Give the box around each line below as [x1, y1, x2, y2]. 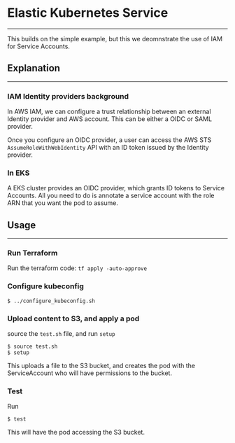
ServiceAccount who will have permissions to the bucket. [7, 369, 173, 377]
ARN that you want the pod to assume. [7, 199, 119, 207]
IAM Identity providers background [7, 91, 129, 101]
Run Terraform [7, 248, 58, 258]
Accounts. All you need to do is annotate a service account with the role [7, 191, 215, 200]
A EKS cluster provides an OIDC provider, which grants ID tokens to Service [7, 184, 225, 192]
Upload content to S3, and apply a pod [7, 314, 140, 323]
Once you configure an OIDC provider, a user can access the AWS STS [7, 136, 212, 144]
